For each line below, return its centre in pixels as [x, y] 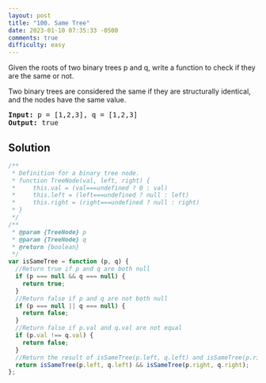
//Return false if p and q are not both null [92, 298]
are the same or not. [41, 76]
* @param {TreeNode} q [49, 239]
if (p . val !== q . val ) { [54, 335]
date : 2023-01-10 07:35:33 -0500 [63, 30]
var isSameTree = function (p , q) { [68, 262]
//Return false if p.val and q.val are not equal [99, 328]
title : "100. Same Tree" [49, 23]
